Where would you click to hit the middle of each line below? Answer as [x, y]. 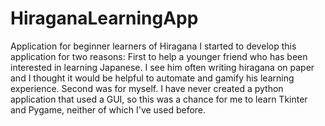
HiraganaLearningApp [104, 18]
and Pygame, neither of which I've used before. [108, 109]
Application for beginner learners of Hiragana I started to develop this [153, 46]
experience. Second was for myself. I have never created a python [147, 88]
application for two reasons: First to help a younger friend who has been [159, 56]
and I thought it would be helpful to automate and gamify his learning [152, 78]
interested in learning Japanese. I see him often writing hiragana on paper [162, 67]
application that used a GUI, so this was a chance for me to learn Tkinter [159, 99]
